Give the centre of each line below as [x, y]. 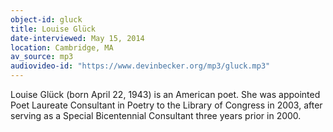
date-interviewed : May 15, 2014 [77, 38]
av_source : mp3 [42, 57]
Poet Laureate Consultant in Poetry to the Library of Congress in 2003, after [166, 105]
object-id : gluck [46, 19]
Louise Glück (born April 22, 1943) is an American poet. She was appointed [165, 94]
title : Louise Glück [53, 29]
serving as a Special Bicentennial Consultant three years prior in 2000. [156, 115]
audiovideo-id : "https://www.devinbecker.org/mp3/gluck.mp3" [140, 66]
